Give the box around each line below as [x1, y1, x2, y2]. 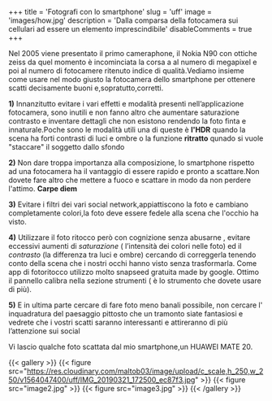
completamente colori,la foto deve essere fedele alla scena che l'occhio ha [8, 208, 259, 218]
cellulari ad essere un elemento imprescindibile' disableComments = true [8, 24, 253, 33]
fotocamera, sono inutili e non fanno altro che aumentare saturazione [8, 107, 240, 117]
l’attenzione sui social [8, 326, 80, 336]
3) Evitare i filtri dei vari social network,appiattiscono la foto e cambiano [8, 199, 249, 209]
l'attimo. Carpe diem [8, 184, 78, 194]
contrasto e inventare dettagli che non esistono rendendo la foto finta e [8, 116, 246, 125]
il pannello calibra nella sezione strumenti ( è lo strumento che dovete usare [8, 276, 261, 285]
